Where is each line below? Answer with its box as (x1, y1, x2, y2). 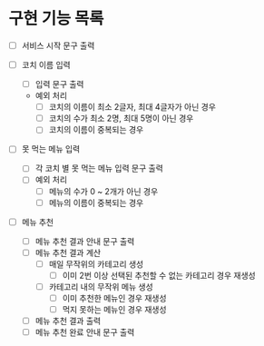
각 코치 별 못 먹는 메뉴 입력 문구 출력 (34, 163, 164, 173)
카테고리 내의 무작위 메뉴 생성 (48, 281, 153, 292)
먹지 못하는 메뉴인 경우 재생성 (62, 304, 167, 315)
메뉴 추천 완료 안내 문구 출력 (34, 327, 135, 338)
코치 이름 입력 (21, 60, 71, 70)
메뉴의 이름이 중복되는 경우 (48, 197, 144, 208)
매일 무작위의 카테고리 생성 (48, 258, 144, 269)
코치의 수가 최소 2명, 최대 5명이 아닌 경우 (48, 113, 194, 124)
